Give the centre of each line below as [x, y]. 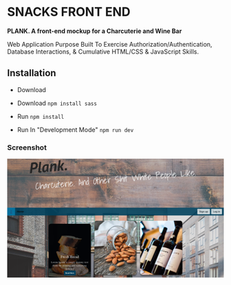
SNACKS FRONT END [69, 12]
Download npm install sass [57, 103]
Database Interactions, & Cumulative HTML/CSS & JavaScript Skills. [103, 52]
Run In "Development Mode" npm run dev [75, 129]
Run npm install [41, 116]
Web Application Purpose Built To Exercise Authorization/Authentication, [110, 44]
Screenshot [27, 147]
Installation [32, 73]
